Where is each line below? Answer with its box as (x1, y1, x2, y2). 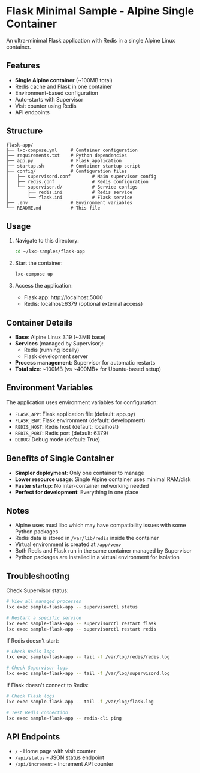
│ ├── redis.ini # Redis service (6, 189, 133, 195)
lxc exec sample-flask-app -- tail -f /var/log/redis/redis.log (6, 654, 170, 660)
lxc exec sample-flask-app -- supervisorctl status (6, 604, 138, 610)
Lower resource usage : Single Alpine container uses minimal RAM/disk (14, 476, 191, 483)
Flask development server (23, 353, 88, 360)
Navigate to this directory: (14, 237, 79, 244)
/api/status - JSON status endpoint (14, 754, 105, 761)
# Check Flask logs (6, 693, 55, 699)
